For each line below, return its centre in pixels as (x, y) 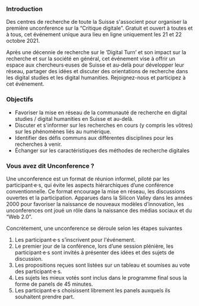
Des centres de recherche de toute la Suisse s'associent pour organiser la (97, 22)
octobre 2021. (23, 41)
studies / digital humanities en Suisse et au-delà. (74, 118)
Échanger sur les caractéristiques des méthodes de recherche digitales (102, 150)
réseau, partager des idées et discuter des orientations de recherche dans (97, 71)
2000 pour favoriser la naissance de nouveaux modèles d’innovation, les (95, 204)
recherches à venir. (38, 144)
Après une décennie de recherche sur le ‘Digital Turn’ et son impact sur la (96, 52)
